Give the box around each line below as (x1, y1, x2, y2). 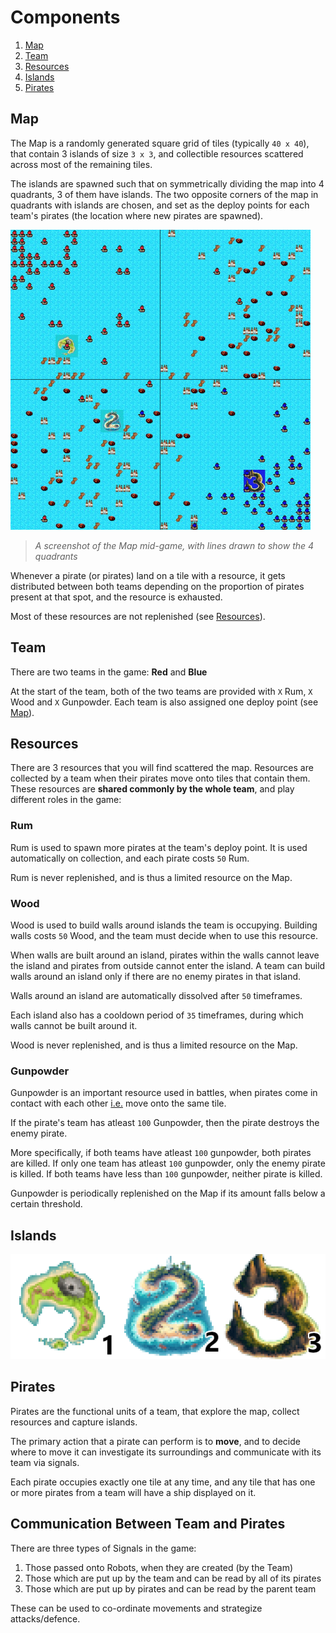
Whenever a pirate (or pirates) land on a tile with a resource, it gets (10, 569, 286, 581)
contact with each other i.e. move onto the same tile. (10, 1097, 227, 1110)
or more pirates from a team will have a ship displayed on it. (10, 1486, 257, 1498)
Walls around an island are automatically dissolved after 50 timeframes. (10, 989, 303, 1001)
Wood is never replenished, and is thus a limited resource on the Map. (10, 1039, 298, 1051)
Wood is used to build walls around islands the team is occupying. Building (10, 919, 318, 931)
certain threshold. (10, 1198, 83, 1210)
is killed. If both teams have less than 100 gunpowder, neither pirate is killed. (10, 1168, 323, 1180)
